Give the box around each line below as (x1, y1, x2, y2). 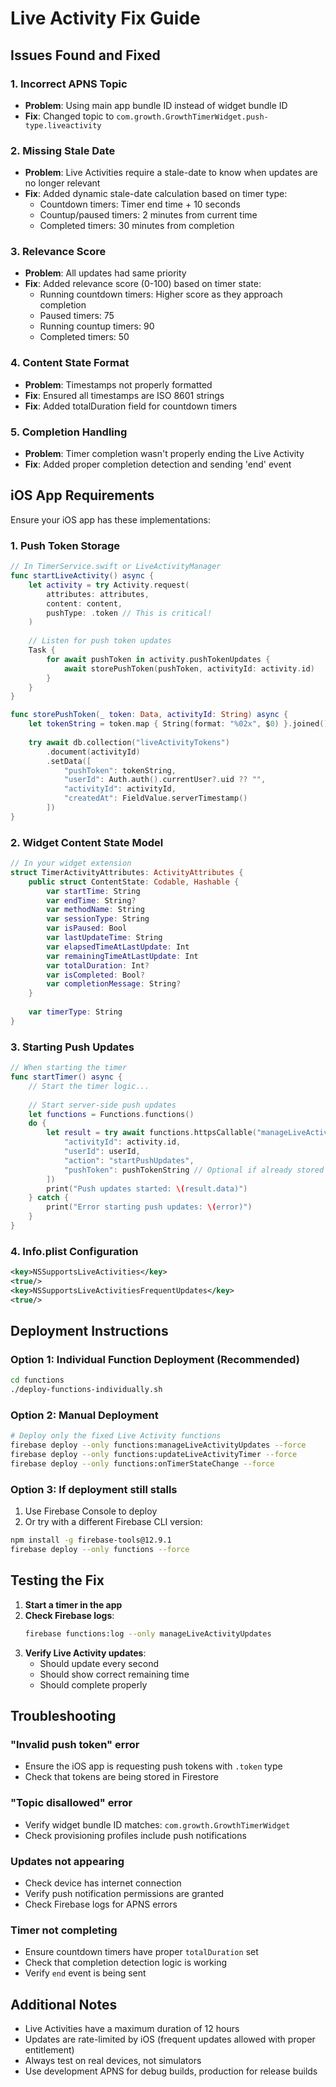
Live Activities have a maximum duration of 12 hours (24, 2023, 240, 2035)
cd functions (10, 1375, 65, 1386)
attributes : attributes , (46, 589, 150, 599)
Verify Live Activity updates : (24, 1647, 147, 1659)
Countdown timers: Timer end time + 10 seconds (39, 198, 241, 211)
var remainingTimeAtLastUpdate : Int (46, 951, 199, 961)
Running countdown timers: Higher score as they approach (39, 288, 283, 301)
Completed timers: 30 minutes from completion (39, 220, 235, 232)
